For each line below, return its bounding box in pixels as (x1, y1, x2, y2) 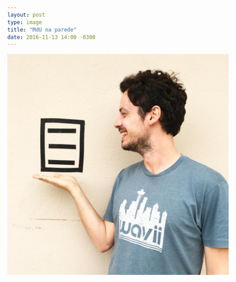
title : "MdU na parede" (7, 26, 77, 33)
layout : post (7, 11, 46, 18)
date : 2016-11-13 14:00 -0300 (7, 34, 96, 41)
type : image (7, 18, 42, 26)
